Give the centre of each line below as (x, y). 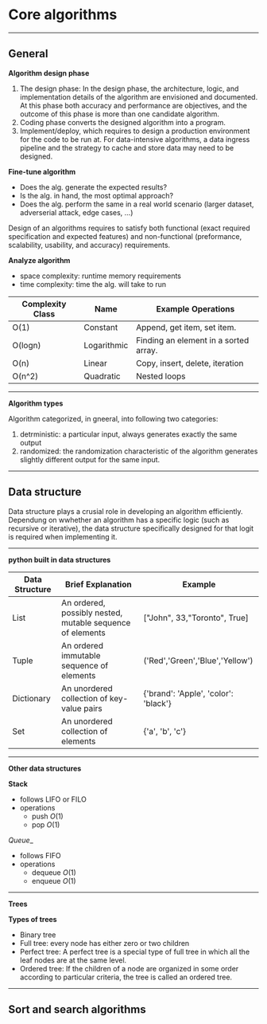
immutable (81, 655)
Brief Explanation (99, 584)
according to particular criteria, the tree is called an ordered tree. (126, 977)
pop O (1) (46, 824)
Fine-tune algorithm (42, 171)
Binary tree (38, 935)
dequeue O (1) (54, 872)
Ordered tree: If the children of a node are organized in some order (129, 968)
